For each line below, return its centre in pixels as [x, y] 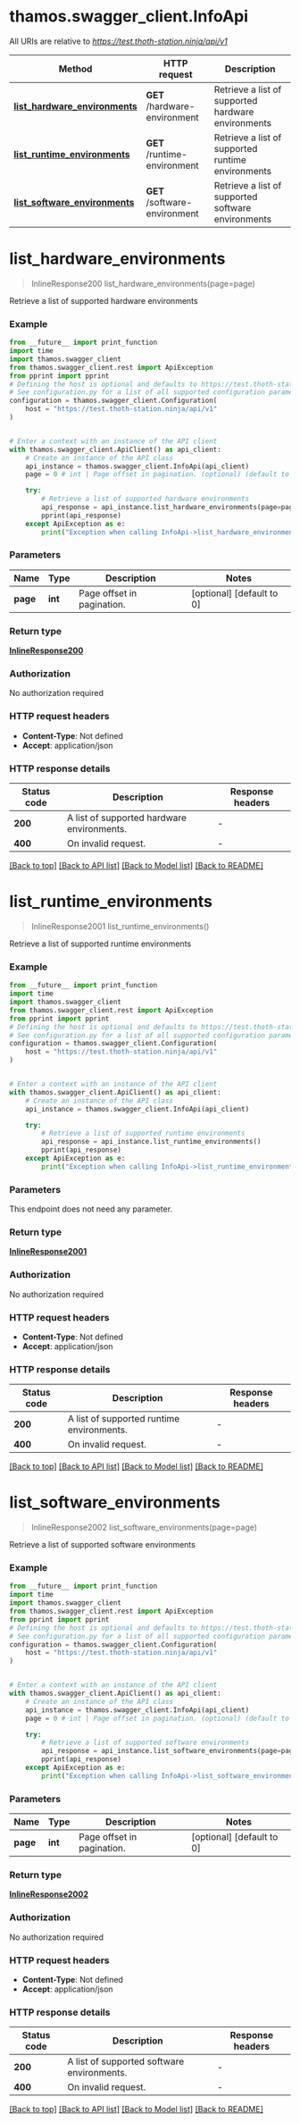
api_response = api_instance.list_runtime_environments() [151, 1142]
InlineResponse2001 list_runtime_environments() [120, 926]
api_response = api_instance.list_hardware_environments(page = [161, 508]
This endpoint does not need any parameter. [91, 1209]
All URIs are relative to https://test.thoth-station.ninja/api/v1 [118, 41]
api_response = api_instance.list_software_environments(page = [161, 1751]
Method [75, 69]
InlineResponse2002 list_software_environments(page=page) [144, 1527]
